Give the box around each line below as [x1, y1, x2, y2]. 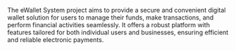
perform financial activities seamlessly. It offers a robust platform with [7, 21, 210, 29]
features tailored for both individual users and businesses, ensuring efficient [7, 28, 229, 36]
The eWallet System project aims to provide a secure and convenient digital [7, 6, 226, 14]
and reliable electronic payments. [7, 36, 104, 44]
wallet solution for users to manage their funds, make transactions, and [7, 13, 214, 22]
